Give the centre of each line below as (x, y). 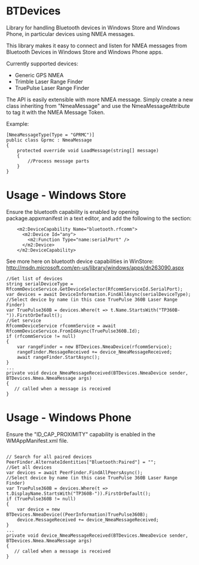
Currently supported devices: (42, 64)
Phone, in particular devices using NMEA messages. (71, 34)
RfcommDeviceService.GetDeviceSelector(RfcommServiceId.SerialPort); (95, 289)
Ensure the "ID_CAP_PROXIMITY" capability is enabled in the (81, 434)
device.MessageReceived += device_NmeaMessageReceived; (88, 519)
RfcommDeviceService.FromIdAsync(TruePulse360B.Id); (73, 331)
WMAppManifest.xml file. (37, 440)
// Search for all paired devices (49, 457)
